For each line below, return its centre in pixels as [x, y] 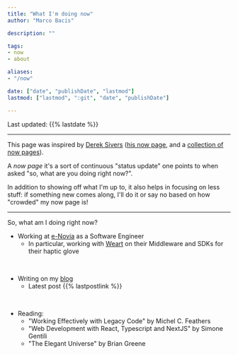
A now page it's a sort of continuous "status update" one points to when [113, 165]
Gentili [38, 336]
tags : [15, 46]
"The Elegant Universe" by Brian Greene [87, 343]
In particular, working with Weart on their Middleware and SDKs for [126, 243]
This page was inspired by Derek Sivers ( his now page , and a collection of [115, 144]
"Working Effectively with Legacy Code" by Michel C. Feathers [119, 321]
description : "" [31, 33]
